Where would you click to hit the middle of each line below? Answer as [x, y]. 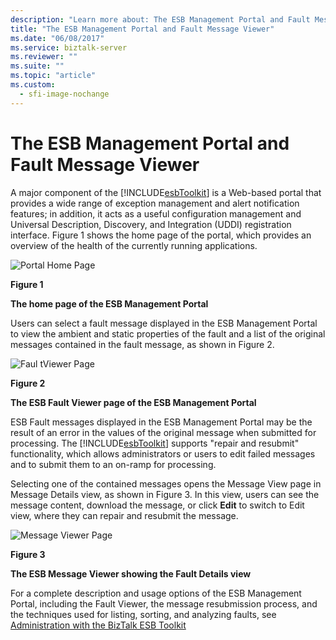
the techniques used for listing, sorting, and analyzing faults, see [143, 614]
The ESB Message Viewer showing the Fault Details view [131, 573]
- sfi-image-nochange [64, 94]
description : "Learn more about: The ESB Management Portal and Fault [160, 19]
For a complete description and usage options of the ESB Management [156, 593]
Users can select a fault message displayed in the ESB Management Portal [164, 323]
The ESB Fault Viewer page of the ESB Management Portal [133, 402]
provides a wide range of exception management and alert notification [155, 203]
